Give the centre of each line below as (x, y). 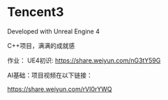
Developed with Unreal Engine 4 (53, 31)
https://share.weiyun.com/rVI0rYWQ (60, 89)
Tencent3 (36, 12)
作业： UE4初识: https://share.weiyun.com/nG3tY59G (84, 60)
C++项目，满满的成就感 (41, 45)
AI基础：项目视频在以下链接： (50, 75)
